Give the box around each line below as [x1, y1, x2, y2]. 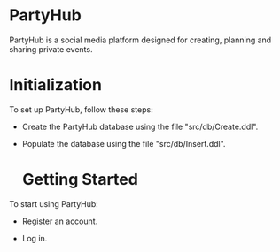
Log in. [21, 233, 48, 243]
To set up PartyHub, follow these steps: [9, 103, 153, 115]
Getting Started [21, 170, 139, 190]
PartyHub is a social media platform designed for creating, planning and [9, 34, 272, 45]
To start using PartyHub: [9, 198, 99, 209]
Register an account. [21, 216, 98, 226]
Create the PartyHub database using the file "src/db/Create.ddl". [21, 121, 259, 132]
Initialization [9, 75, 102, 95]
